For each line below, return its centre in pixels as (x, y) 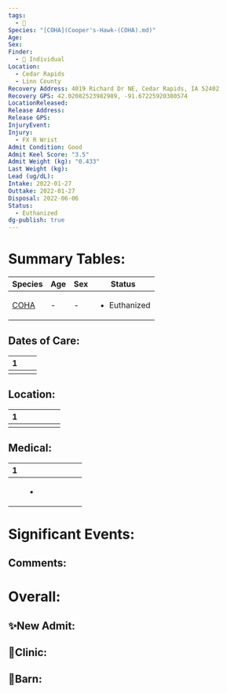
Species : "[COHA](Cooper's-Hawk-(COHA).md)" (82, 30)
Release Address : (37, 111)
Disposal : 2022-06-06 (44, 198)
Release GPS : (29, 118)
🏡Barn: (25, 679)
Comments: (37, 563)
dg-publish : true (37, 220)
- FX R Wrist (37, 140)
